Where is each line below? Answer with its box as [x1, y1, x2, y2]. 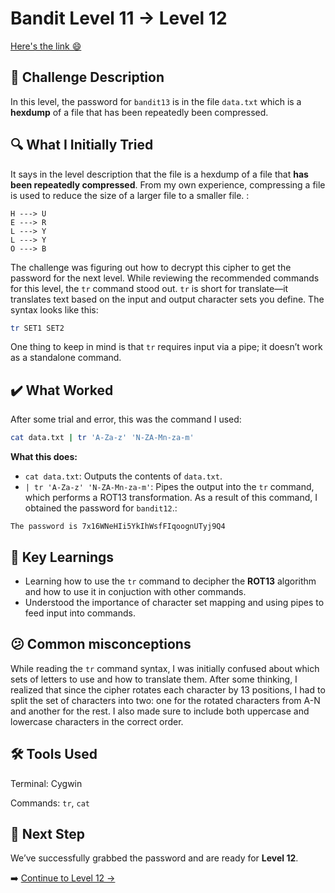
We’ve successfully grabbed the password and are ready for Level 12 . [10, 852, 299, 864]
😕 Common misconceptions [10, 636, 192, 653]
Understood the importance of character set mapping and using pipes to [24, 596, 325, 608]
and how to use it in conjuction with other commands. [24, 585, 247, 597]
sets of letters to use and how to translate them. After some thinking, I [10, 673, 298, 685]
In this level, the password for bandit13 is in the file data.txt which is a [10, 95, 302, 107]
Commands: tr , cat [10, 797, 91, 809]
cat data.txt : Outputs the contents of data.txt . [24, 470, 223, 482]
